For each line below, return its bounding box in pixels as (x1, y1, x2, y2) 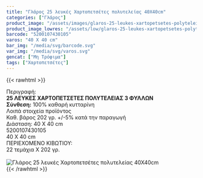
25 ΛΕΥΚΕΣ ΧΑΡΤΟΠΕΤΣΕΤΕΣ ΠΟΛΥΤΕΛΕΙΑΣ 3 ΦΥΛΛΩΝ (6, 94, 154, 102)
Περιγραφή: (6, 88, 36, 95)
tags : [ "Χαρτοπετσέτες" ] (6, 59, 69, 65)
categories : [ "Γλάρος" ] (6, 15, 66, 21)
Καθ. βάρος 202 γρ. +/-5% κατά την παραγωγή (6, 113, 126, 121)
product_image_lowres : (6, 25, 63, 32)
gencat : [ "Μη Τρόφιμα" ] (6, 54, 66, 60)
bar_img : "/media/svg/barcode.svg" (6, 43, 96, 49)
